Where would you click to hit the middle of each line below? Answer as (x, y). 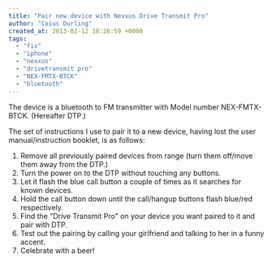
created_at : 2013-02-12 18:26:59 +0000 (76, 31)
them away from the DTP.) (64, 164)
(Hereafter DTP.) (59, 115)
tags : (17, 39)
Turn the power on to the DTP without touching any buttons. (121, 173)
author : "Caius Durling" (50, 24)
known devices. (46, 190)
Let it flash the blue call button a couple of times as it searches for (131, 181)
